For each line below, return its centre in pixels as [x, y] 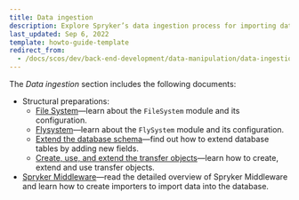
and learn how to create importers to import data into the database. [145, 186]
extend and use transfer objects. [95, 167]
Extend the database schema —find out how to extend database [152, 139]
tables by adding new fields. [87, 148]
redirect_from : [37, 51]
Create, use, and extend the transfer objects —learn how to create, [157, 158]
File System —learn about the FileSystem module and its [137, 111]
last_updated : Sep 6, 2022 [59, 34]
